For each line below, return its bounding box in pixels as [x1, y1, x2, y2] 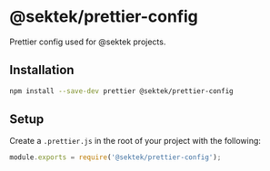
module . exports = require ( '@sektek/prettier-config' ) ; [9, 153, 222, 162]
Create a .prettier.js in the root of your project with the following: [9, 136, 262, 147]
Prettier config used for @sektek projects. [9, 36, 166, 47]
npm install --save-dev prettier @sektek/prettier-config [9, 86, 234, 96]
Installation [9, 62, 75, 78]
